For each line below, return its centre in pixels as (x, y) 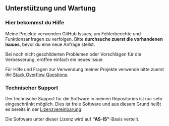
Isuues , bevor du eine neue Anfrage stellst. (50, 44)
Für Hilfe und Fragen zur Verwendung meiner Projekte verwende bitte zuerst (84, 69)
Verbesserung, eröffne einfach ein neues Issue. (55, 59)
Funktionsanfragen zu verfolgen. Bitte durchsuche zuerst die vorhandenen (84, 39)
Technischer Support (32, 88)
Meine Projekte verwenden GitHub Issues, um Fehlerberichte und (73, 34)
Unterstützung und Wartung (50, 8)
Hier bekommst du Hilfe (35, 23)
